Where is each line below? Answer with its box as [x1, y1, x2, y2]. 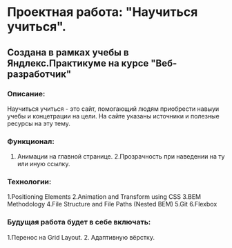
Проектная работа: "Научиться [7, 4, 198, 20]
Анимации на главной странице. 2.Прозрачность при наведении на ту [17, 152, 225, 161]
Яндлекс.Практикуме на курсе [7, 57, 149, 69]
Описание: [7, 89, 46, 98]
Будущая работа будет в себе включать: [7, 218, 151, 227]
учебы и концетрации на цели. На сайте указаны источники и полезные [7, 112, 220, 120]
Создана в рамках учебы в [7, 46, 129, 58]
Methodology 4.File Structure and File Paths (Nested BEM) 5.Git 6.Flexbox [7, 200, 217, 209]
